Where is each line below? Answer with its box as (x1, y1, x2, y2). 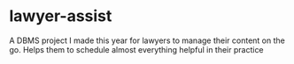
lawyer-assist (9, 6, 112, 26)
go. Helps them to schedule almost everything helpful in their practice (9, 44, 264, 54)
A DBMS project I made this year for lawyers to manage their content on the (9, 35, 285, 46)
